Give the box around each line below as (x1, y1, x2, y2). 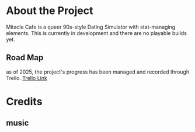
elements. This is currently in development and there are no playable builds (6, 29, 187, 36)
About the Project (6, 4, 93, 18)
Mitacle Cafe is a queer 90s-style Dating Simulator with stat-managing (6, 23, 176, 30)
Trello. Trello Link (6, 74, 48, 81)
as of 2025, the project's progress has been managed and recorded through (6, 68, 190, 75)
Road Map (6, 53, 44, 62)
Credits (6, 95, 43, 108)
